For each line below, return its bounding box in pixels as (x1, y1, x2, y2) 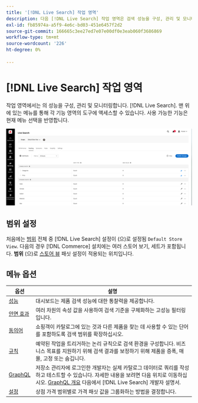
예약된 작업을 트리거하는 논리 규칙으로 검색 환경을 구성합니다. (35, 340, 175, 347)
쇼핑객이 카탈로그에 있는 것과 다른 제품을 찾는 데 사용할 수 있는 (35, 323, 178, 330)
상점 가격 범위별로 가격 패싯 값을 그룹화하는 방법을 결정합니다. (35, 388, 177, 395)
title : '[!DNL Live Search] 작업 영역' (6, 9, 99, 15)
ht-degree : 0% (6, 47, 41, 53)
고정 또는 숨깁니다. (43, 355, 85, 362)
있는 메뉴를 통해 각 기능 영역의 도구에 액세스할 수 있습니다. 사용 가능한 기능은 (12, 109, 189, 116)
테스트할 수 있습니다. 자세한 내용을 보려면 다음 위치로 (46, 371, 167, 378)
